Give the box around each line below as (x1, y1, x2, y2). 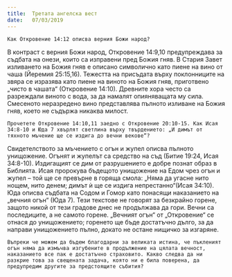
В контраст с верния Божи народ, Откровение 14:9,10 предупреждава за (7, 48, 223, 56)
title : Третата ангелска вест (7, 10, 98, 17)
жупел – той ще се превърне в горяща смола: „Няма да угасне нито (7, 174, 209, 182)
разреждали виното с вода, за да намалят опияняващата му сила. (7, 91, 204, 100)
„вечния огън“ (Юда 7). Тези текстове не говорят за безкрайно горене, (7, 195, 217, 204)
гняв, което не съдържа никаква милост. (7, 107, 129, 115)
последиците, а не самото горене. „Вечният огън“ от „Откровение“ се (7, 211, 215, 219)
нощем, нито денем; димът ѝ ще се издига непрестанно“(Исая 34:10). (7, 181, 215, 189)
